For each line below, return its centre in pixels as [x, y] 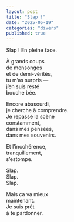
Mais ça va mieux [27, 194]
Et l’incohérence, [26, 147]
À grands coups [26, 62]
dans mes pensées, [30, 129]
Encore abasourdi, [28, 104]
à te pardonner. [25, 213]
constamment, [23, 123]
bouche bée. [21, 93]
